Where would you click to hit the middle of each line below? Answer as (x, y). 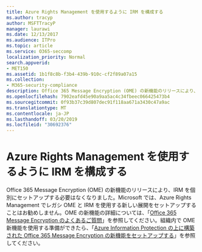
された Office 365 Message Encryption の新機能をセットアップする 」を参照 (101, 236)
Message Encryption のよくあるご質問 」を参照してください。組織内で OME (101, 220)
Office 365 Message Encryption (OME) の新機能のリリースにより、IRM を (98, 190)
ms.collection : (26, 80)
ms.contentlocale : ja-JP (38, 114)
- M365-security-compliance (42, 86)
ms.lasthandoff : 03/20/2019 (42, 119)
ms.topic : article (30, 46)
